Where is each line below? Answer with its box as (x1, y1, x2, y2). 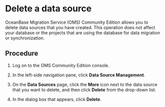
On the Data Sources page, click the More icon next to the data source (12, 81, 158, 87)
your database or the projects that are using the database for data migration (5, 30, 160, 36)
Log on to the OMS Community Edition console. (12, 62, 110, 68)
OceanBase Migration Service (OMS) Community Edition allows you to (5, 19, 149, 25)
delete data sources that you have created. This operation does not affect (5, 24, 156, 30)
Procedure (5, 49, 39, 58)
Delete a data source (5, 3, 92, 14)
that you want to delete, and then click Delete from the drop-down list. (12, 87, 157, 93)
